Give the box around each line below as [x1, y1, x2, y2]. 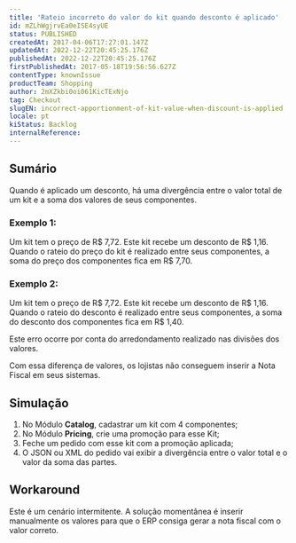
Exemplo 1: [9, 216, 57, 229]
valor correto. [9, 524, 59, 535]
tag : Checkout [9, 95, 62, 105]
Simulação [9, 396, 69, 411]
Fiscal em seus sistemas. [9, 370, 101, 381]
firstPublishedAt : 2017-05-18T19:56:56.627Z [9, 63, 176, 72]
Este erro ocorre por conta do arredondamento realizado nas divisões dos [9, 334, 280, 344]
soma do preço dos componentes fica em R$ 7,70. [9, 255, 193, 266]
